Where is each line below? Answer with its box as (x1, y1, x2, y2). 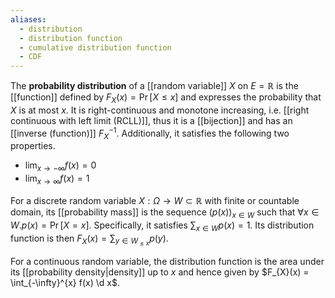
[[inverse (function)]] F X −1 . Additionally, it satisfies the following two (10, 125, 290, 141)
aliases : (10, 14, 47, 25)
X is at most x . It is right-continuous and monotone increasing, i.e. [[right (10, 104, 310, 116)
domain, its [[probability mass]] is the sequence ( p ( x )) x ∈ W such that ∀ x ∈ (10, 206, 320, 220)
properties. (10, 140, 56, 152)
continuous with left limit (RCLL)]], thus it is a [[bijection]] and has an (10, 114, 293, 126)
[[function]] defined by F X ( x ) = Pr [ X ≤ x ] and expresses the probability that (10, 91, 322, 105)
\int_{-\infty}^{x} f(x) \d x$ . (10, 276, 120, 288)
